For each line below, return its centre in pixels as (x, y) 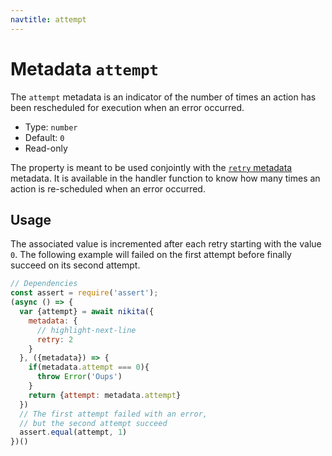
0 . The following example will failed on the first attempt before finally (151, 255)
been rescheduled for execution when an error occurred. (127, 107)
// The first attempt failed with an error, (113, 414)
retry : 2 (55, 339)
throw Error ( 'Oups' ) (79, 377)
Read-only (46, 148)
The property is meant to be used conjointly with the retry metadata (151, 167)
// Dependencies (44, 284)
